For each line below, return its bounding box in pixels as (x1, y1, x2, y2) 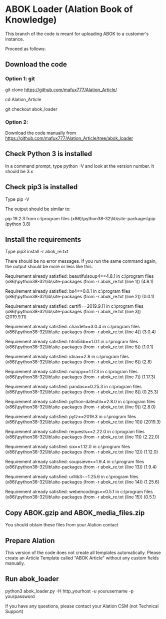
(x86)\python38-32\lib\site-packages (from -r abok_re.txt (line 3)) (5, 309, 141, 315)
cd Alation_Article (5, 96, 41, 102)
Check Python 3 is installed (5, 150, 92, 158)
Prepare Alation (5, 536, 55, 545)
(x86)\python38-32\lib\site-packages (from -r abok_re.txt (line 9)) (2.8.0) (5, 404, 156, 410)
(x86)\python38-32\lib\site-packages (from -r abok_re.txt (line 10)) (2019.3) (5, 419, 161, 425)
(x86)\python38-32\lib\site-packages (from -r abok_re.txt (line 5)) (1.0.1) (5, 344, 154, 350)
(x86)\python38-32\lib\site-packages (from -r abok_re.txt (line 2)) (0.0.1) (5, 294, 155, 300)
